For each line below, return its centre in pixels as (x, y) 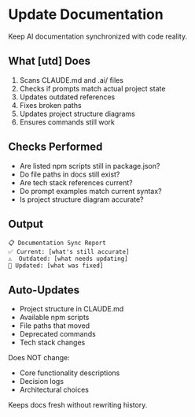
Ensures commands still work (67, 122)
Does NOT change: (39, 358)
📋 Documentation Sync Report (57, 243)
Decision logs (42, 382)
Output (26, 223)
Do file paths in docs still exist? (70, 174)
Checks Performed (55, 147)
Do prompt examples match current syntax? (91, 191)
